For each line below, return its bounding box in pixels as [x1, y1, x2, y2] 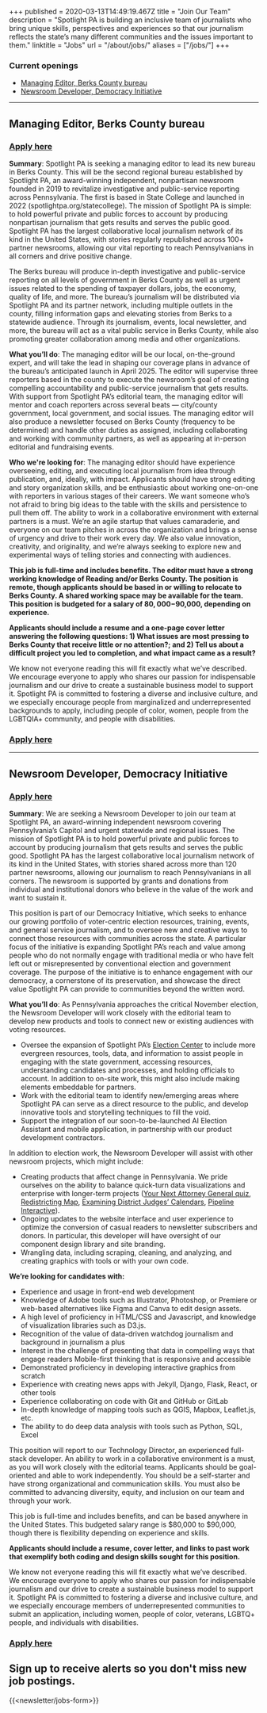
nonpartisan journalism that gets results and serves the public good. [9, 217, 232, 227]
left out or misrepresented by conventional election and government [9, 958, 231, 968]
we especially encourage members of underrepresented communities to [9, 1600, 245, 1610]
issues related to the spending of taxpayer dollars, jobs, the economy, [9, 283, 237, 293]
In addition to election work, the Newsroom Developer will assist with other [9, 1148, 254, 1157]
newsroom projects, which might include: [9, 1157, 143, 1166]
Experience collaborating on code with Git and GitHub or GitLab [20, 1396, 229, 1405]
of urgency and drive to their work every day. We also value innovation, [9, 533, 242, 542]
